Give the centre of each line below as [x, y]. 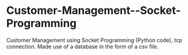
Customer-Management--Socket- [93, 11]
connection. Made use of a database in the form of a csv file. [82, 47]
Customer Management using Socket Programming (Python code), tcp [94, 40]
